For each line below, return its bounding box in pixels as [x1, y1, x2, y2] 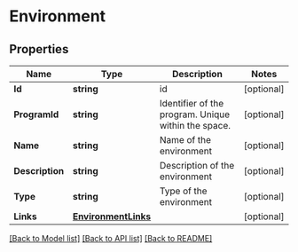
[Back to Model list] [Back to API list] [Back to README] [9, 233, 213, 243]
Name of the [159, 134, 211, 146]
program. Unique [159, 108, 231, 121]
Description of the [159, 160, 235, 171]
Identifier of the [159, 98, 224, 109]
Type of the [159, 185, 208, 197]
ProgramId [13, 108, 59, 121]
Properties [9, 42, 69, 57]
